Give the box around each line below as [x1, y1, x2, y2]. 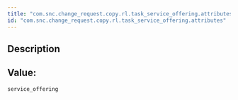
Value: [7, 67, 37, 79]
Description [7, 43, 60, 55]
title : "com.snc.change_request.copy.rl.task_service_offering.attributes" [7, 10, 236, 18]
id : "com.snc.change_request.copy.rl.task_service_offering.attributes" [7, 17, 227, 24]
